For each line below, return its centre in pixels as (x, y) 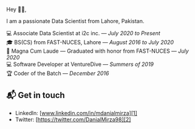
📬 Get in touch (36, 95)
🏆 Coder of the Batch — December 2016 (58, 73)
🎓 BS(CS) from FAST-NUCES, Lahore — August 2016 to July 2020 (90, 42)
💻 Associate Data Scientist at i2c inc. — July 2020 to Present (84, 33)
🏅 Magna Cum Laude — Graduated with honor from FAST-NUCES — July (98, 51)
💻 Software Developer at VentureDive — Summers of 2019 (80, 64)
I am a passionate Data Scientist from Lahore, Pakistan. (75, 21)
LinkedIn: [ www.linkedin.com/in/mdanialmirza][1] (76, 113)
